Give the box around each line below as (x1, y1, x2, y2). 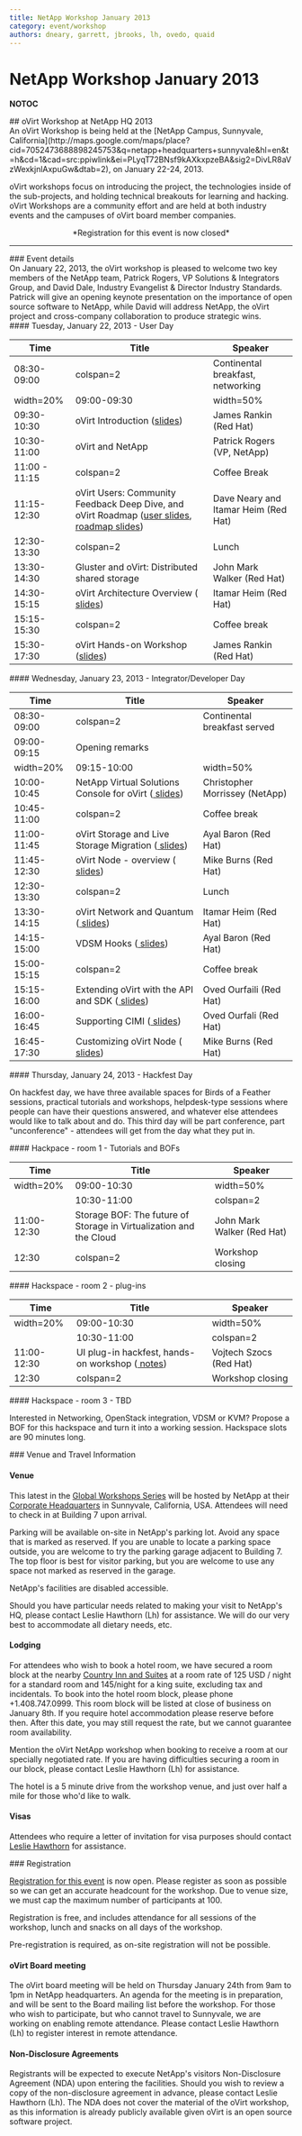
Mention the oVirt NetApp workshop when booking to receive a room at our (9, 1744, 289, 1755)
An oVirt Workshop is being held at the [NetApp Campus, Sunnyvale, (9, 125, 263, 136)
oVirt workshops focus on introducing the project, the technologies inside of (9, 181, 292, 192)
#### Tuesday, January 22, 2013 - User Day (9, 321, 174, 332)
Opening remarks (75, 741, 149, 753)
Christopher (202, 776, 253, 789)
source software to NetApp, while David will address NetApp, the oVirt (9, 301, 270, 312)
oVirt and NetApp (75, 441, 148, 453)
